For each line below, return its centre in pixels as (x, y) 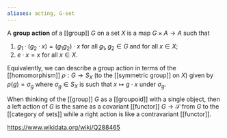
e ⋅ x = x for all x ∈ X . (47, 55)
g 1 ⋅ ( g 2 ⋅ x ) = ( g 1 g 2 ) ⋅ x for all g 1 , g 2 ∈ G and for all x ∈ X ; (97, 47)
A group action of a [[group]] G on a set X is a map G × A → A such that (108, 33)
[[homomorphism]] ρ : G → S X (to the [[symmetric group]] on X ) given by (110, 76)
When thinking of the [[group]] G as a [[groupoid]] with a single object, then (113, 99)
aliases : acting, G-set (41, 13)
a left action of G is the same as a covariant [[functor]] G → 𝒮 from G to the (113, 107)
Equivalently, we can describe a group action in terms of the (92, 68)
